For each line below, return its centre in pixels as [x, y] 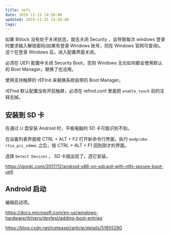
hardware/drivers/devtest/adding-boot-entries [54, 218]
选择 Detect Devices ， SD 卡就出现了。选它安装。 [58, 156]
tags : [11, 24]
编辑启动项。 [19, 202]
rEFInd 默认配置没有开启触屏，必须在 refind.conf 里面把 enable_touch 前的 [82, 91]
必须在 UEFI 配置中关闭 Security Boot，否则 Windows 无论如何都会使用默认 [84, 63]
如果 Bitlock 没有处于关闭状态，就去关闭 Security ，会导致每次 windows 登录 [85, 39]
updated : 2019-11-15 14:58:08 [37, 19]
